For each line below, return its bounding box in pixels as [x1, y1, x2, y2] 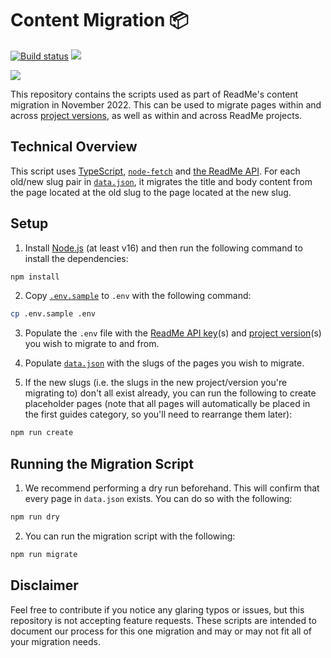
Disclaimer [10, 577, 79, 594]
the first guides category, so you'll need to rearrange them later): [24, 408, 293, 421]
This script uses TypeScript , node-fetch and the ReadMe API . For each [10, 165, 301, 177]
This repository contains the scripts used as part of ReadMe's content [10, 88, 299, 100]
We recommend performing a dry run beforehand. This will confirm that [24, 482, 320, 494]
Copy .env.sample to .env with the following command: [24, 290, 252, 302]
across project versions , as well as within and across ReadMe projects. [10, 109, 303, 121]
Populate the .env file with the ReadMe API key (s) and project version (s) [24, 327, 322, 339]
